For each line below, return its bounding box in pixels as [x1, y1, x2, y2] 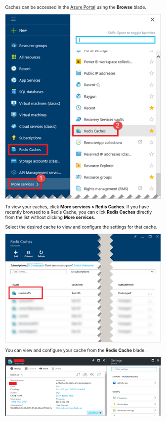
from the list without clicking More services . [5, 214, 95, 220]
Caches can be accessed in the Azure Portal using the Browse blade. [5, 4, 147, 10]
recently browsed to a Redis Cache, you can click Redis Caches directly [5, 209, 152, 215]
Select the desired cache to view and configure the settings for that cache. [5, 224, 158, 230]
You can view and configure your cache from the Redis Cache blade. [5, 347, 146, 354]
